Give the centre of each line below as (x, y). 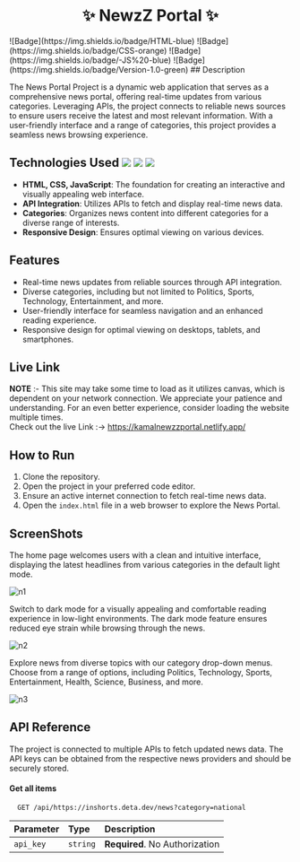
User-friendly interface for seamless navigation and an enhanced (142, 310)
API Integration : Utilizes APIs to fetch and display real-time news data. (153, 204)
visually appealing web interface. (83, 194)
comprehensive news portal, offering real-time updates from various (136, 96)
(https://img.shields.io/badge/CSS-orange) (88, 50)
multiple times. (36, 417)
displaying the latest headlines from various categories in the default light (145, 565)
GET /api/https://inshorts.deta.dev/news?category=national (132, 808)
